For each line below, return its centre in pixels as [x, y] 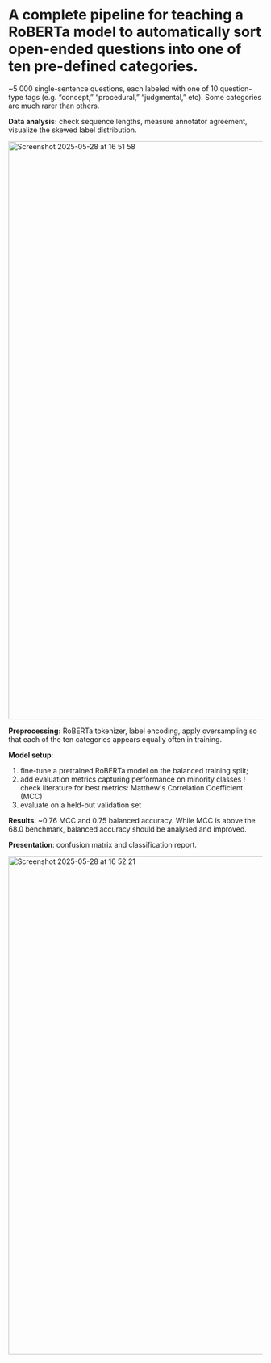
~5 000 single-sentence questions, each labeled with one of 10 [113, 88]
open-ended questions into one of [125, 49]
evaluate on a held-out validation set [81, 805]
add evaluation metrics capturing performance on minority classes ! [133, 779]
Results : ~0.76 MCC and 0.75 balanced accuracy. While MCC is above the [132, 820]
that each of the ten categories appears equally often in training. [115, 739]
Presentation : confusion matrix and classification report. [103, 844]
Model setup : [31, 755]
